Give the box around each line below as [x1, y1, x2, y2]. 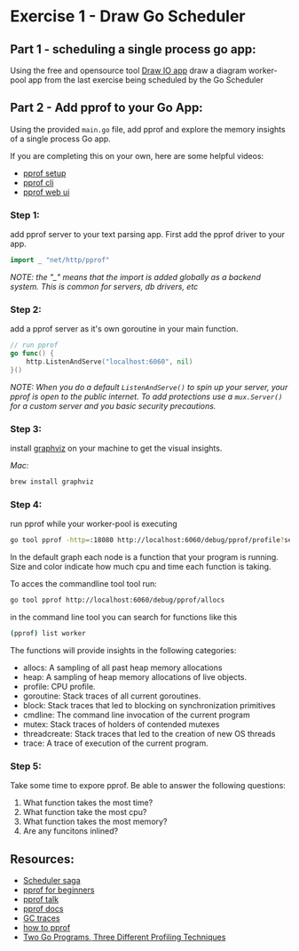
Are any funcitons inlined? [22, 826, 119, 836]
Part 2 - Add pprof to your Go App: [10, 100, 203, 116]
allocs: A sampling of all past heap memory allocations [22, 662, 223, 673]
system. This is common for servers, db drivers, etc [10, 281, 199, 292]
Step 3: [10, 422, 43, 435]
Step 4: [10, 498, 43, 510]
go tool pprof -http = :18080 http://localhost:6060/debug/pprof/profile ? [10, 536, 285, 545]
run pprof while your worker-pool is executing [10, 518, 178, 530]
